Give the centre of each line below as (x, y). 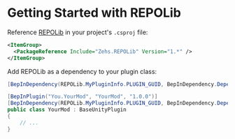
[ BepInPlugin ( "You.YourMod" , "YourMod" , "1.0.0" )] (83, 97)
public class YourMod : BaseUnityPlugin (67, 110)
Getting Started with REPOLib (94, 13)
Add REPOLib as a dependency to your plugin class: (82, 71)
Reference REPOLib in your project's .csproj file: (78, 32)
